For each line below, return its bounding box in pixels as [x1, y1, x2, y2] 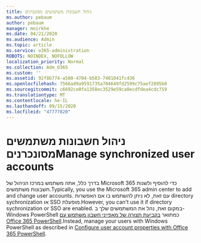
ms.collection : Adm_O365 [6, 64, 68, 70]
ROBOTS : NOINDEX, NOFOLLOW [6, 53, 74, 59]
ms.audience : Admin [6, 36, 55, 42]
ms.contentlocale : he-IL [6, 97, 68, 103]
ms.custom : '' [6, 70, 42, 76]
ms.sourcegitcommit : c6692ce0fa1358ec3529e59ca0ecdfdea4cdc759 [6, 87, 167, 93]
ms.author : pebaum [6, 14, 52, 20]
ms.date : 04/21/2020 [6, 31, 58, 37]
